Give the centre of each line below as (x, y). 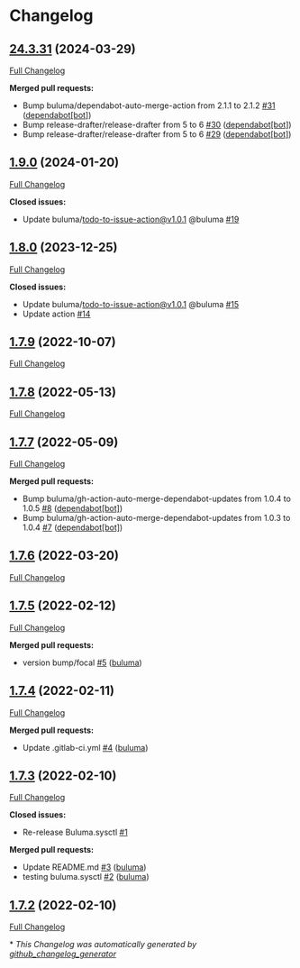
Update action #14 (56, 314)
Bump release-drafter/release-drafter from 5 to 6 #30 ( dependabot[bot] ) (157, 124)
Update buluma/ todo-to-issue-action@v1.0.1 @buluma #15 (131, 304)
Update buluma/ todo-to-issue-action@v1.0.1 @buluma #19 (131, 219)
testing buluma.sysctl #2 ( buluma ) (86, 877)
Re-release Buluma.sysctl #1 (75, 832)
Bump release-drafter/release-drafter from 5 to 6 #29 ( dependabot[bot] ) (157, 134)
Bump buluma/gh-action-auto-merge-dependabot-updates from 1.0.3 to (156, 518)
